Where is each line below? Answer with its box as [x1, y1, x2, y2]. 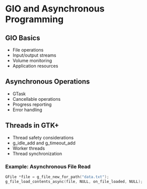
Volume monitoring [12, 58, 52, 63]
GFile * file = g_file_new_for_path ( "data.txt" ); [5, 174, 109, 179]
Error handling [12, 106, 42, 113]
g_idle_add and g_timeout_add [12, 140, 76, 146]
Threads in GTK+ [5, 121, 59, 130]
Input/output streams [12, 52, 56, 58]
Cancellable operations [12, 96, 61, 102]
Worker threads [12, 145, 45, 151]
